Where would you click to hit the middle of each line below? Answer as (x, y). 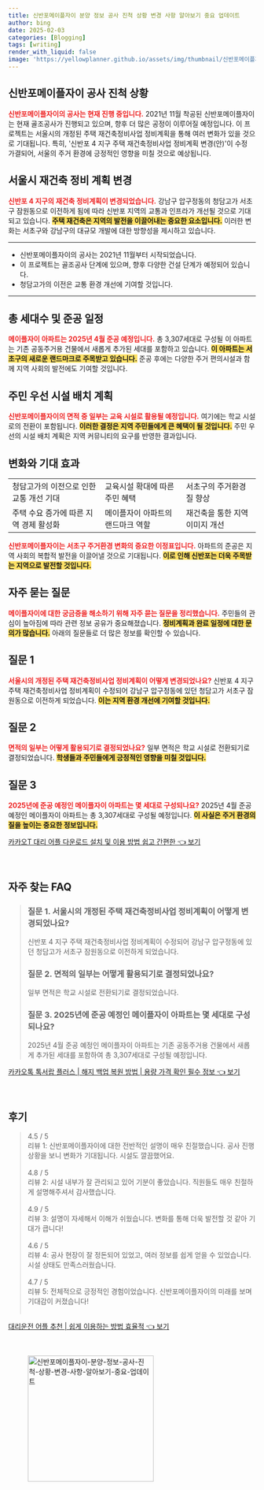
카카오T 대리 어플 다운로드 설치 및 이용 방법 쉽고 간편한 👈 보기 (104, 842)
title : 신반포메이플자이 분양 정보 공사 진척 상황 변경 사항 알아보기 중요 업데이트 (124, 15)
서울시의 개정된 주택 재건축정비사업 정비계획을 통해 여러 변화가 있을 (138, 133)
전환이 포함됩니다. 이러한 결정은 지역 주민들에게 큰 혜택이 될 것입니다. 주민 (135, 426)
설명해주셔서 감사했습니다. (76, 1192)
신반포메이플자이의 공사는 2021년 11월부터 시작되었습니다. (108, 255)
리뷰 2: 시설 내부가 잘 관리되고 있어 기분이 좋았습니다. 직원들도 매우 (130, 1182)
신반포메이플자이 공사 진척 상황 (79, 93)
